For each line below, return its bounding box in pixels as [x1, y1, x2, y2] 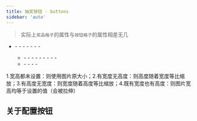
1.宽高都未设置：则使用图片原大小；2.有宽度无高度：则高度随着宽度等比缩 [6, 72, 185, 79]
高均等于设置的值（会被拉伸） [6, 87, 78, 94]
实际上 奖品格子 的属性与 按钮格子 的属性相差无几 [20, 31, 129, 38]
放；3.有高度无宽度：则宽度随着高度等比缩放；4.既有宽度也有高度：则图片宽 [6, 80, 191, 87]
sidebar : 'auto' [6, 14, 46, 20]
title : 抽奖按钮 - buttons [6, 8, 69, 15]
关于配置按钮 [6, 106, 53, 116]
